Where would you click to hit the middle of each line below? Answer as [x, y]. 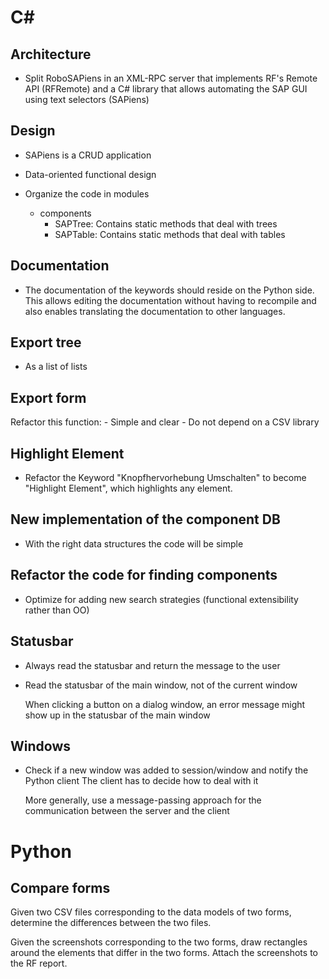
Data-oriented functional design [90, 174]
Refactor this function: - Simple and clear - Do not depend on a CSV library [165, 422]
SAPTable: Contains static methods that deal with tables [170, 234]
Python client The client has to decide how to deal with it [141, 781]
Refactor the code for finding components [144, 575]
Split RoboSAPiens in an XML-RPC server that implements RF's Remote [171, 78]
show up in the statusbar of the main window [117, 715]
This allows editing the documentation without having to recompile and [170, 300]
